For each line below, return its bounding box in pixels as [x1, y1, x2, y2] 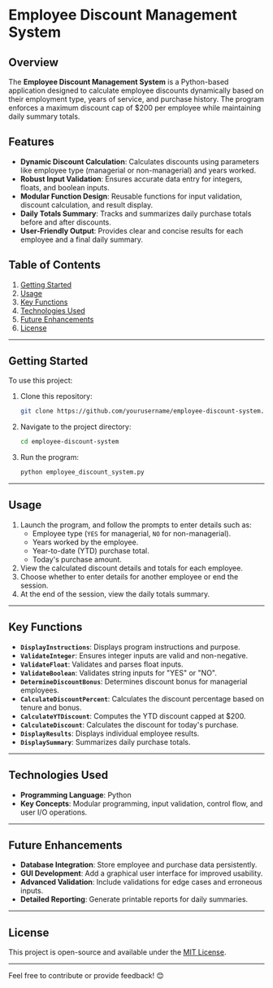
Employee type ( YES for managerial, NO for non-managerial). [32, 528, 232, 538]
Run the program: [19, 452, 80, 462]
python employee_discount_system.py [19, 468, 145, 477]
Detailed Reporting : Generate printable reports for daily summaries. [19, 894, 249, 904]
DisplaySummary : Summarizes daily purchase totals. [19, 737, 191, 746]
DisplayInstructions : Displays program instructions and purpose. [19, 641, 241, 652]
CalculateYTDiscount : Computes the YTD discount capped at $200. [19, 710, 246, 721]
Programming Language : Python [19, 789, 132, 799]
